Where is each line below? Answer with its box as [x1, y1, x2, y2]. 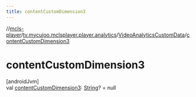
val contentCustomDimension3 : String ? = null [6, 84, 116, 91]
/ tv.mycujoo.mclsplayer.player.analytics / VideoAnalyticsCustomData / [21, 31, 187, 38]
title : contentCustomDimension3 [6, 8, 86, 15]
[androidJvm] [6, 77, 40, 85]
